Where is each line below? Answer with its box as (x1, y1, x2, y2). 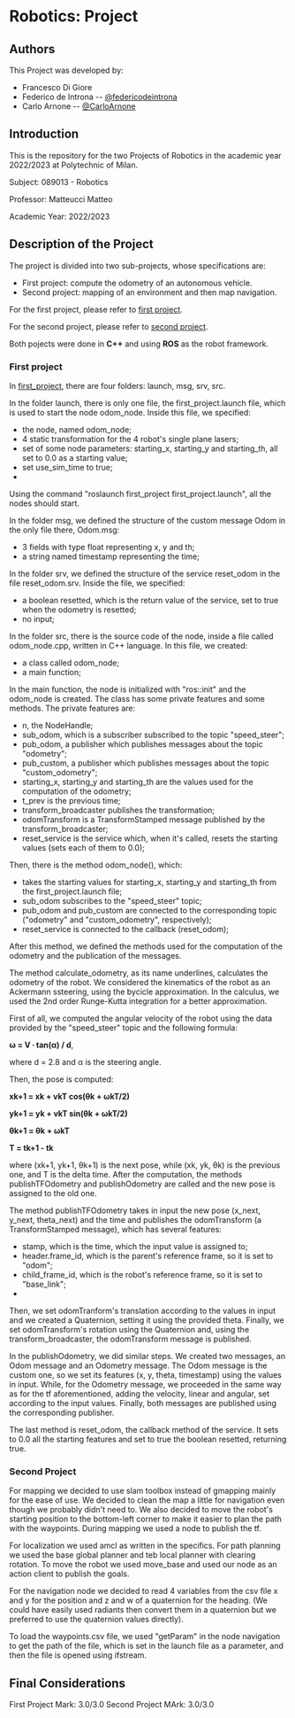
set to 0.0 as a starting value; (21, 452, 128, 463)
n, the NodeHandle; (21, 719, 94, 730)
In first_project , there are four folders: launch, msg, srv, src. (9, 380, 226, 391)
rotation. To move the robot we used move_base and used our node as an (9, 1559, 278, 1570)
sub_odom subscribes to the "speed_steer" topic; (21, 895, 202, 906)
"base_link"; (21, 1279, 66, 1289)
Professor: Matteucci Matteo (9, 193, 113, 205)
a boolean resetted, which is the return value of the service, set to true (21, 595, 279, 605)
